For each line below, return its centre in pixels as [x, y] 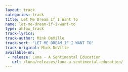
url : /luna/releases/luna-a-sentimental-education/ [68, 62]
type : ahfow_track [25, 29]
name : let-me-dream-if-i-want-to [40, 24]
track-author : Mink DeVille [35, 39]
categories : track [25, 15]
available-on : [20, 52]
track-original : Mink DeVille [37, 48]
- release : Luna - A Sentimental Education [54, 57]
